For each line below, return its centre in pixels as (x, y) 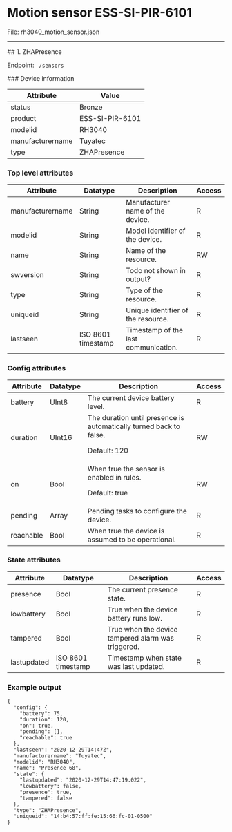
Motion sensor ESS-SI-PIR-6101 (99, 13)
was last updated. (136, 666)
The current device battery (131, 397)
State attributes (34, 560)
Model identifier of (155, 231)
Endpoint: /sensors (36, 65)
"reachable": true (46, 738)
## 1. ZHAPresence (35, 51)
